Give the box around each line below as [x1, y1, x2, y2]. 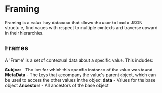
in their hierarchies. [5, 30, 44, 36]
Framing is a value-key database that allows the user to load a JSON [5, 20, 142, 25]
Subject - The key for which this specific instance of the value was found [5, 67, 153, 72]
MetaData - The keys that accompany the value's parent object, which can [5, 72, 156, 78]
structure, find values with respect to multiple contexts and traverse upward [5, 24, 158, 30]
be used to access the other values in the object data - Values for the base [5, 77, 156, 83]
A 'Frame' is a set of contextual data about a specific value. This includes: [5, 57, 154, 63]
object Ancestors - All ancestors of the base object [5, 82, 109, 88]
